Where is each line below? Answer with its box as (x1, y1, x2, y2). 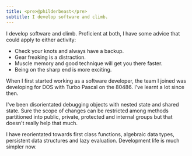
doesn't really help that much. (6, 119, 78, 126)
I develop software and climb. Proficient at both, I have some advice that (6, 30, 180, 37)
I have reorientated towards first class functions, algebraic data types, (6, 130, 174, 137)
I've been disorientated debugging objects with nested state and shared (6, 101, 179, 108)
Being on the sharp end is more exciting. (14, 66, 112, 73)
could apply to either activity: (6, 36, 76, 43)
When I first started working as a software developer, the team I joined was (6, 77, 187, 84)
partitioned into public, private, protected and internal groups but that (6, 113, 173, 120)
